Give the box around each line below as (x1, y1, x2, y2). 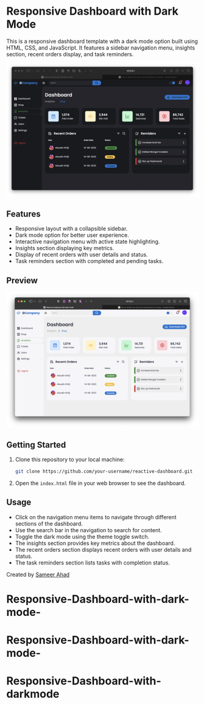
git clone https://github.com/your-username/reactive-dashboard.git (15, 469, 193, 475)
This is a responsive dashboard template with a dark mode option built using (6, 37, 198, 45)
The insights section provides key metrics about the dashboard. (15, 539, 175, 547)
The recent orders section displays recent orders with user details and (15, 546, 192, 553)
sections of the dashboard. (15, 520, 83, 527)
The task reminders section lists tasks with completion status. (15, 558, 171, 566)
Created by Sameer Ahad (6, 571, 70, 578)
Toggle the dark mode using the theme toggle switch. (15, 533, 150, 540)
